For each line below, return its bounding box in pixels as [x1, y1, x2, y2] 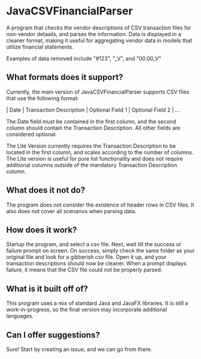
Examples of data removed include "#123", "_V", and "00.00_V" [6, 55, 161, 62]
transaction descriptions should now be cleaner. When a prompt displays [6, 260, 187, 267]
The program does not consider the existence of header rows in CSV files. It [6, 201, 194, 208]
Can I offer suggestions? [6, 330, 100, 340]
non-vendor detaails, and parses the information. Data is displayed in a [6, 30, 182, 37]
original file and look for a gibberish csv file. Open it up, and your [6, 253, 167, 261]
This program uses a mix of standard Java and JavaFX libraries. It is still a [6, 300, 188, 307]
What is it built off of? [6, 283, 88, 294]
